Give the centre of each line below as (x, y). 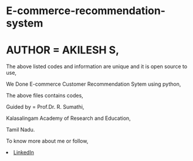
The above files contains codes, (45, 96)
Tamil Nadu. (21, 130)
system (25, 23)
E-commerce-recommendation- (86, 11)
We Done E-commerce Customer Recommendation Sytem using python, (94, 84)
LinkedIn (24, 152)
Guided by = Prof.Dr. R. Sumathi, (45, 107)
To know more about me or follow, (47, 141)
